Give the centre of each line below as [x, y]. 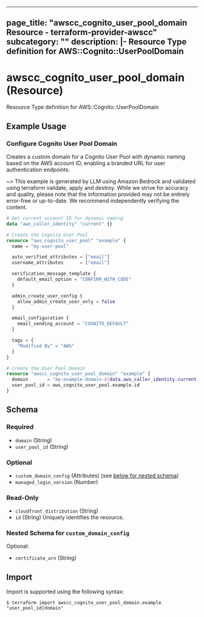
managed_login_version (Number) [56, 482]
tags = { [23, 340]
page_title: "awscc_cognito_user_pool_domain [97, 23]
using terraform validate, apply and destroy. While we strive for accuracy [97, 188]
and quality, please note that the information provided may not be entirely [98, 194]
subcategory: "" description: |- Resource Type [97, 42]
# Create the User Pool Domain [46, 368]
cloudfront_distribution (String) [56, 511]
